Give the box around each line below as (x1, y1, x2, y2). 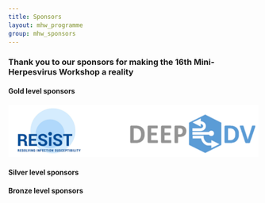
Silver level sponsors (8, 167, 79, 178)
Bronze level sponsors (8, 186, 83, 195)
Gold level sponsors (8, 86, 75, 95)
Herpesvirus (8, 67, 58, 78)
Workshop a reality (59, 67, 134, 78)
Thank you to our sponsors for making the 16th (8, 56, 193, 67)
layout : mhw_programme (8, 21, 83, 29)
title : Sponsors (8, 13, 62, 21)
